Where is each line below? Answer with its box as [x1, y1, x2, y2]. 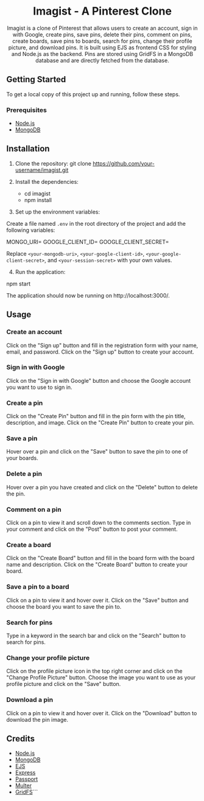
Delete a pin [6, 470, 43, 478]
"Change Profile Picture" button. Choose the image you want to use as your [6, 674, 196, 681]
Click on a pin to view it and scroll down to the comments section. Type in [6, 519, 191, 526]
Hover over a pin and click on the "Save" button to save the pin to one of [6, 448, 188, 455]
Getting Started [6, 74, 66, 85]
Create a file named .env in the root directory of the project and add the [6, 220, 186, 227]
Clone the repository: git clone [15, 159, 91, 167]
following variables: [6, 226, 55, 234]
